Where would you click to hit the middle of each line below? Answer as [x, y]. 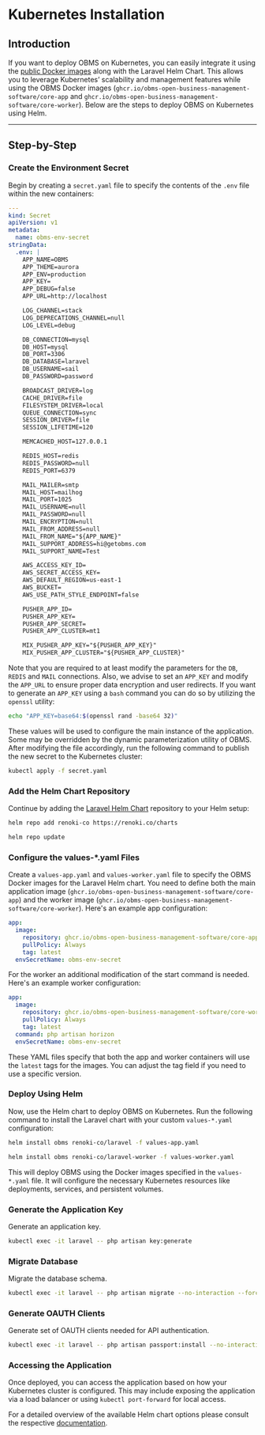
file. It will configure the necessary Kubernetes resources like [131, 1180]
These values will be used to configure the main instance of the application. [131, 731]
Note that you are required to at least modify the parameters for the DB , [123, 668]
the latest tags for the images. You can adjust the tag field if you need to [127, 1065]
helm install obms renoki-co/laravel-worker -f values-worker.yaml [121, 1157]
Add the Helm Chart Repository [69, 791]
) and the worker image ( [59, 900]
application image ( [39, 892]
